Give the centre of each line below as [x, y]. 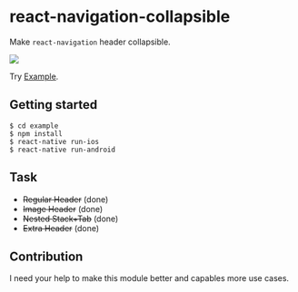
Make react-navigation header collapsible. [90, 42]
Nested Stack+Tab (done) [70, 219]
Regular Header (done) [65, 199]
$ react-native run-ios [55, 141]
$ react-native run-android [63, 150]
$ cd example [34, 126]
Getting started [54, 105]
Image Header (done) [63, 209]
